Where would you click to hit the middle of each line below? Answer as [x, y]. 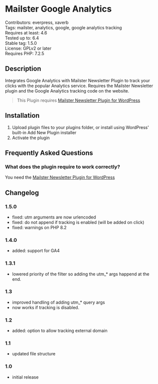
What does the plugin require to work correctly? [63, 166]
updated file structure [34, 354]
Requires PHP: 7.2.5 [25, 53]
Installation [22, 116]
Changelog [22, 192]
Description [23, 69]
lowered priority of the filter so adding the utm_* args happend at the [80, 274]
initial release [25, 377]
